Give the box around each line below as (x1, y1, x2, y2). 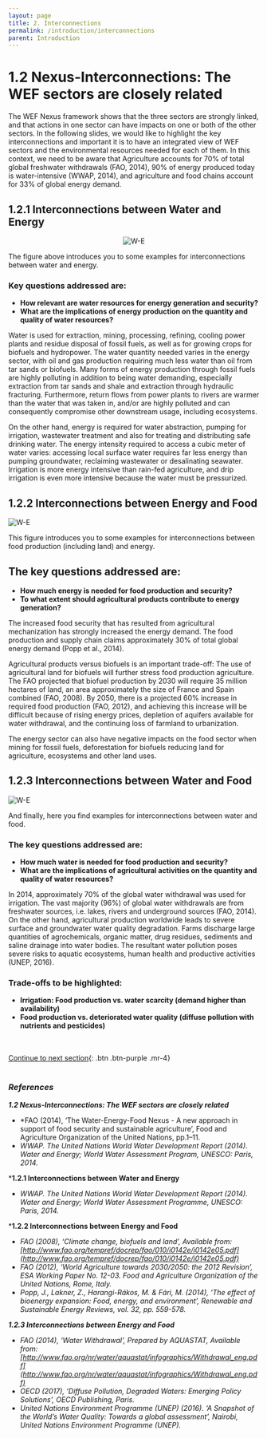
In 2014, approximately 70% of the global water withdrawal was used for (8, 890, 246, 899)
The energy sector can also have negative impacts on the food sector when (8, 733, 257, 743)
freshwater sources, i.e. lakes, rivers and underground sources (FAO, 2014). (8, 907, 257, 916)
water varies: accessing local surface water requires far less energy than (8, 448, 248, 457)
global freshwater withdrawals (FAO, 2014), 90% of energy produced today (8, 163, 255, 172)
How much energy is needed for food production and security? (19, 586, 233, 595)
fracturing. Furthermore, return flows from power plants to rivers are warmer (8, 390, 260, 400)
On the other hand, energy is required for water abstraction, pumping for (8, 422, 247, 432)
